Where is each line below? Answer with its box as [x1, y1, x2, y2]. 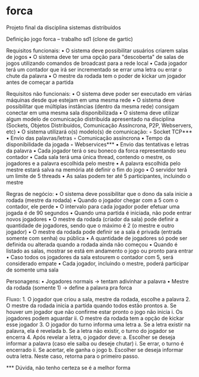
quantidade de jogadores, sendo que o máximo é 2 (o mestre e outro [6, 222, 175, 229]
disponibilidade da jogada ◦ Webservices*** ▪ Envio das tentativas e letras [6, 141, 189, 148]
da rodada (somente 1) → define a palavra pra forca [6, 284, 132, 291]
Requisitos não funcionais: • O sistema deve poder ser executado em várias [6, 90, 192, 97]
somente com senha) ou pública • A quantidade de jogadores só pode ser [6, 234, 188, 242]
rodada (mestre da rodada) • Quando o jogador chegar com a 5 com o [6, 197, 178, 204]
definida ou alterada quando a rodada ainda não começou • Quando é [6, 241, 178, 248]
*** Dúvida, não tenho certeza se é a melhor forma [6, 364, 131, 371]
